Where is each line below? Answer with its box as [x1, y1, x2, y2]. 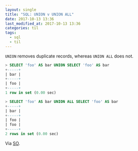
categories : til [5, 26, 39, 31]
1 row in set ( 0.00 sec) [5, 90, 56, 95]
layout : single [5, 7, 37, 12]
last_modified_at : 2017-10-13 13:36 [5, 21, 81, 26]
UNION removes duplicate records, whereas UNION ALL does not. [5, 53, 134, 59]
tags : [5, 30, 16, 35]
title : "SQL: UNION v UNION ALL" [5, 12, 74, 17]
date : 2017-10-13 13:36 [5, 16, 54, 21]
